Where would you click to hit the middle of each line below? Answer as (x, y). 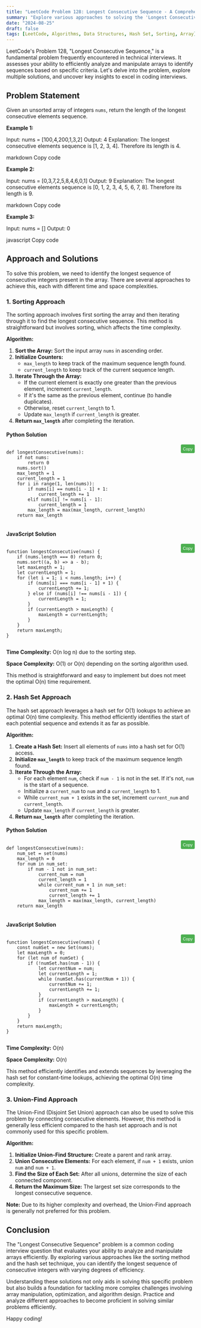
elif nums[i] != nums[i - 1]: (65, 500)
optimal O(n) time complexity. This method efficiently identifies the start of (98, 717)
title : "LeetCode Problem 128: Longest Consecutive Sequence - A (89, 12)
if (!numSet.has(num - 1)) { (64, 963)
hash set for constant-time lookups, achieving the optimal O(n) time (89, 1078)
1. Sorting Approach (36, 302)
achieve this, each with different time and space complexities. (82, 286)
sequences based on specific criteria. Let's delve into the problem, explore (98, 70)
